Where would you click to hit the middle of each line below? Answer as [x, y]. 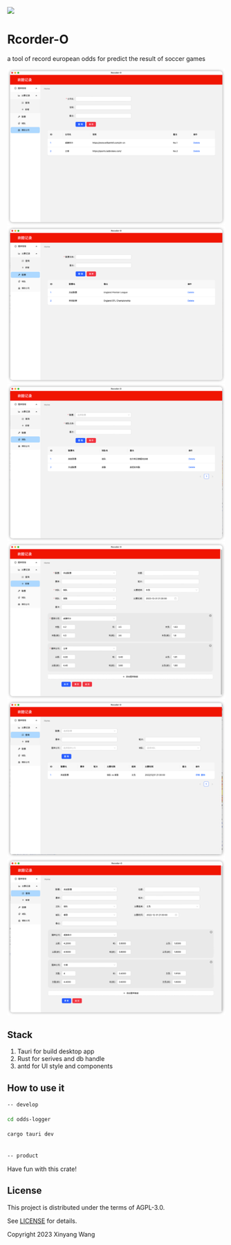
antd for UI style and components [65, 1066]
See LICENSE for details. [42, 1221]
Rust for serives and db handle [61, 1059]
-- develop [23, 1105]
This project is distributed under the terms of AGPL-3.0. [86, 1207]
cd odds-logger [29, 1119]
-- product [23, 1156]
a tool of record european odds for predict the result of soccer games [107, 58]
